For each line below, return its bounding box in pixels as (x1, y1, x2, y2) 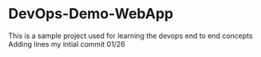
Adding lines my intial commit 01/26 (8, 39, 125, 48)
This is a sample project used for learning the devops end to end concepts (8, 31, 253, 40)
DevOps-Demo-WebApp (8, 5, 174, 23)
